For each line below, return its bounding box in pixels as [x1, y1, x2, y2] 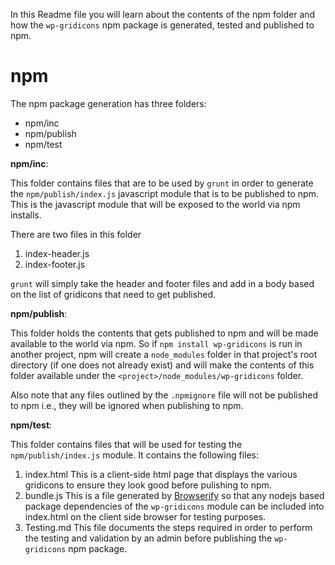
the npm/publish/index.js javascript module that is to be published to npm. [10, 187, 319, 199]
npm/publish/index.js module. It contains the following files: [10, 449, 260, 461]
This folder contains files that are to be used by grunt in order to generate [10, 177, 314, 189]
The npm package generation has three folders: [10, 97, 207, 109]
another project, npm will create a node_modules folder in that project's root [10, 348, 318, 360]
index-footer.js [24, 258, 86, 270]
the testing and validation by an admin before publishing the [24, 532, 273, 544]
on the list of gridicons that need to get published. [10, 288, 217, 300]
